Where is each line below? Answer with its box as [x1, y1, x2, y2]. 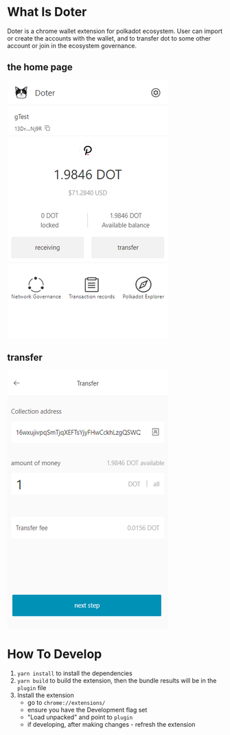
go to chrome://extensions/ [27, 698, 106, 706]
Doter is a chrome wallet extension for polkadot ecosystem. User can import [7, 27, 223, 35]
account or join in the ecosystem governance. [7, 41, 137, 50]
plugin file [16, 683, 47, 692]
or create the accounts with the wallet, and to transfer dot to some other [7, 34, 211, 42]
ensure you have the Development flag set [27, 705, 148, 714]
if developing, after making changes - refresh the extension [27, 720, 196, 728]
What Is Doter [7, 4, 87, 20]
